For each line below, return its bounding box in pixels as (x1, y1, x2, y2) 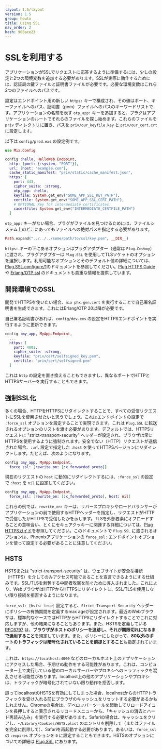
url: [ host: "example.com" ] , (9, 166, 68, 170)
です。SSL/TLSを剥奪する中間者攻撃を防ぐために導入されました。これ (9, 580, 149, 586)
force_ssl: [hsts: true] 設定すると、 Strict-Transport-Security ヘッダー (5, 603, 154, 608)
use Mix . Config (5, 148, 36, 153)
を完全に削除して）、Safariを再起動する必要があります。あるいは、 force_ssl (5, 727, 157, 732)
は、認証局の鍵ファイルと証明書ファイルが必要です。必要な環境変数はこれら (5, 81, 157, 87)
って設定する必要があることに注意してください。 (17, 540, 115, 546)
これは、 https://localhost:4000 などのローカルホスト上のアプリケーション (5, 655, 156, 661)
